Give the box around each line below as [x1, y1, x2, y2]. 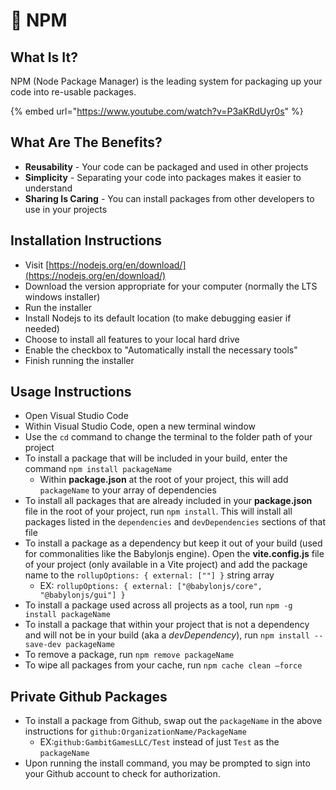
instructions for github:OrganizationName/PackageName [24, 725, 247, 738]
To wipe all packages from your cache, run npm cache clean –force [24, 659, 303, 671]
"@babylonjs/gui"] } [39, 590, 126, 601]
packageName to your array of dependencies [39, 484, 217, 496]
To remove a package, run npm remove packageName [24, 649, 235, 661]
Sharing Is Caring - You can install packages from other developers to [24, 192, 315, 204]
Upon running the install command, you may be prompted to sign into [24, 757, 311, 769]
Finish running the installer [24, 354, 135, 366]
